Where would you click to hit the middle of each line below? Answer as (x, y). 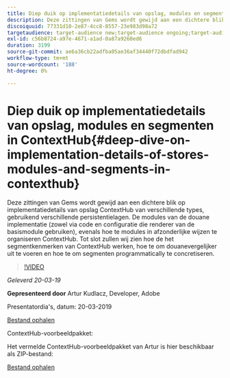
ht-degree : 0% (27, 71)
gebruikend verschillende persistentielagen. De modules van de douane (108, 217)
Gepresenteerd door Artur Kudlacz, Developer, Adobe (84, 294)
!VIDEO (34, 267)
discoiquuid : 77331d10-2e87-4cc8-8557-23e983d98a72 (82, 26)
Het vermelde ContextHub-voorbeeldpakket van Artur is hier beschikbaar (111, 346)
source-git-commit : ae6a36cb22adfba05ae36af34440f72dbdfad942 (98, 52)
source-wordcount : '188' (42, 64)
